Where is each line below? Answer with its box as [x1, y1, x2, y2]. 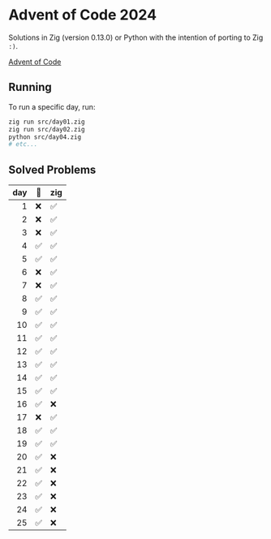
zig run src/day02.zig [8, 125, 85, 133]
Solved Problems [8, 162, 97, 176]
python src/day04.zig [8, 132, 82, 141]
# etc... [8, 140, 38, 149]
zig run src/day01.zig [8, 118, 85, 126]
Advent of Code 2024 [8, 6, 157, 24]
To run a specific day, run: [8, 101, 96, 111]
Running [8, 80, 53, 94]
